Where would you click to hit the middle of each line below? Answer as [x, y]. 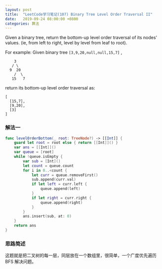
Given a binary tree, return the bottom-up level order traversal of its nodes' [81, 38]
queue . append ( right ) [61, 202]
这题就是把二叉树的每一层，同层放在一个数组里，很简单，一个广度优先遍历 [81, 256]
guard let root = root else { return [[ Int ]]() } [66, 143]
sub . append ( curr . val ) [54, 179]
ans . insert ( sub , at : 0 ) [47, 216]
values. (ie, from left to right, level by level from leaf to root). [66, 43]
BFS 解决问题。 [21, 262]
